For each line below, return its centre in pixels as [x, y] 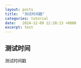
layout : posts [19, 9]
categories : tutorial [27, 18]
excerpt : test [19, 27]
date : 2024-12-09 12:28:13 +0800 [41, 23]
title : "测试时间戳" [25, 14]
